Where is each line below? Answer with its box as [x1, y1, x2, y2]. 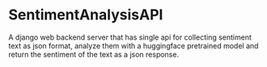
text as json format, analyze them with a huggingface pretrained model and [8, 40, 259, 50]
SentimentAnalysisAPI [8, 6, 163, 24]
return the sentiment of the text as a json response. [8, 49, 180, 59]
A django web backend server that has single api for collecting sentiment [8, 32, 252, 42]
